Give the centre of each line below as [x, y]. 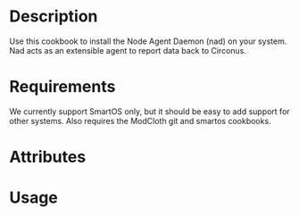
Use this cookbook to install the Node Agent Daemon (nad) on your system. [148, 41]
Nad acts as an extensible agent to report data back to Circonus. [128, 50]
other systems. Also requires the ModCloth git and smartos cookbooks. [140, 120]
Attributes [48, 157]
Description [54, 17]
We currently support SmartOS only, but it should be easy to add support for [149, 111]
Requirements [62, 87]
